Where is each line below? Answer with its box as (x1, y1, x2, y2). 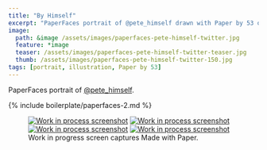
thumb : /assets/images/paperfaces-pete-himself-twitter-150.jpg (15, 56, 233, 64)
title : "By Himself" (8, 11, 77, 20)
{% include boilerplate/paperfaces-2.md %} (8, 100, 153, 110)
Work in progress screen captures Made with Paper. (28, 133, 199, 142)
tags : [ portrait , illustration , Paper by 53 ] (8, 63, 161, 71)
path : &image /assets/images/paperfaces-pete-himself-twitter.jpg (15, 33, 240, 42)
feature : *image (15, 41, 69, 49)
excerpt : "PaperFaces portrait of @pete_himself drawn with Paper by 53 (8, 19, 254, 27)
